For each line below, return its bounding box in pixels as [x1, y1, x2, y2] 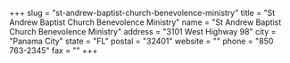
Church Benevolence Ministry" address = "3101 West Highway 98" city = [9, 27, 277, 36]
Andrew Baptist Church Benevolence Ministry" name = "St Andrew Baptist [9, 17, 282, 28]
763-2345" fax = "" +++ [9, 45, 98, 56]
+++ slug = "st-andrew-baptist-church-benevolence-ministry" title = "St [9, 8, 276, 18]
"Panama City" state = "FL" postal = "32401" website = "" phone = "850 [9, 35, 274, 46]
